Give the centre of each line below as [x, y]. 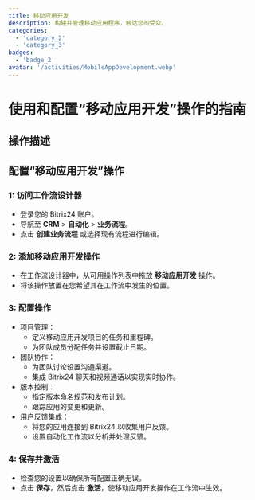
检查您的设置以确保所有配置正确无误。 [82, 478]
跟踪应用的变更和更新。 [70, 406]
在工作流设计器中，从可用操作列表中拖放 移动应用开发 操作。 [120, 275]
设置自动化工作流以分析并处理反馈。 [91, 436]
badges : [21, 53]
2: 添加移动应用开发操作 [54, 256]
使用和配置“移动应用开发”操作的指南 [127, 109]
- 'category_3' [41, 45]
